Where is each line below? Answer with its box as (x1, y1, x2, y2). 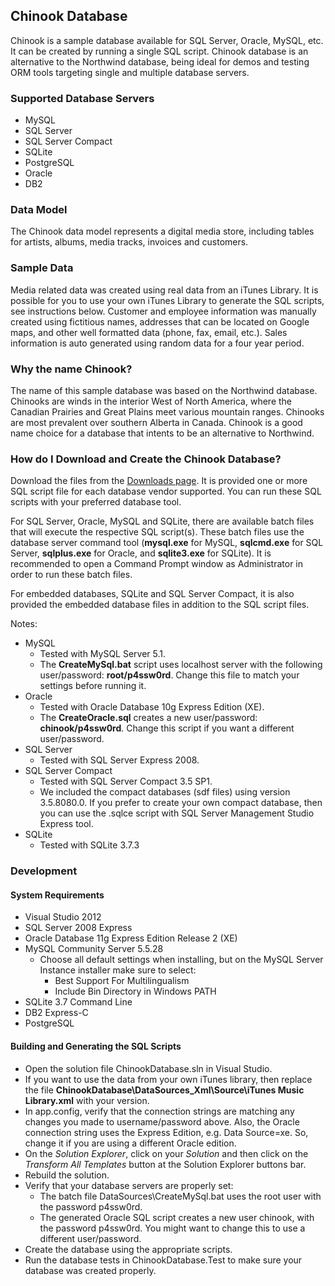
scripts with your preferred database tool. (10, 496, 182, 508)
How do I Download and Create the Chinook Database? (10, 452, 282, 466)
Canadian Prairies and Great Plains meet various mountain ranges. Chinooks (10, 406, 325, 418)
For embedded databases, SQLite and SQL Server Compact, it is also (10, 588, 295, 600)
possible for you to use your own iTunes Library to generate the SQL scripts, (10, 294, 325, 306)
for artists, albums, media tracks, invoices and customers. (10, 236, 249, 248)
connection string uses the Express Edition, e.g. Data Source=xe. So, (24, 1126, 309, 1138)
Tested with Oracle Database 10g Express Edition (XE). (39, 701, 265, 713)
